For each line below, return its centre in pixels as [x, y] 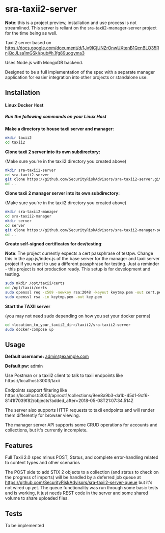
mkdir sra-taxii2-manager [31, 212]
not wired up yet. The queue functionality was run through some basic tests [82, 488]
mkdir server [18, 221]
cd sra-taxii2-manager [28, 216]
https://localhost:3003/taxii [33, 381]
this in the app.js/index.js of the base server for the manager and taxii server [82, 259]
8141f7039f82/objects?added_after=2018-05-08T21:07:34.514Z [69, 400]
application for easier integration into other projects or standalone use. [77, 77]
